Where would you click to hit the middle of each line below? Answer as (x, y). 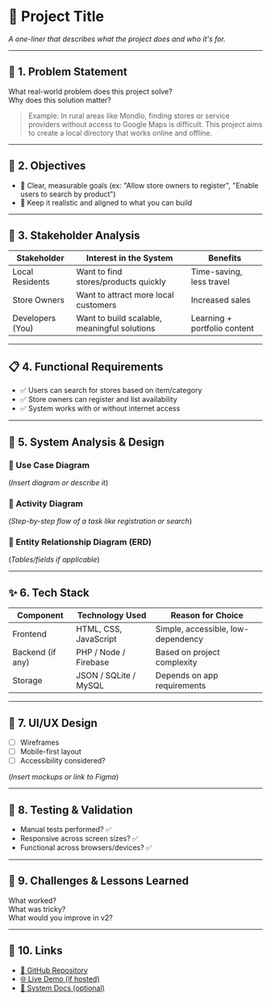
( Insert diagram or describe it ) (58, 482)
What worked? (32, 900)
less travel (210, 282)
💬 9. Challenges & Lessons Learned (99, 881)
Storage (27, 681)
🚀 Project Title (56, 17)
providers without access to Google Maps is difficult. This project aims (145, 124)
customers (96, 305)
